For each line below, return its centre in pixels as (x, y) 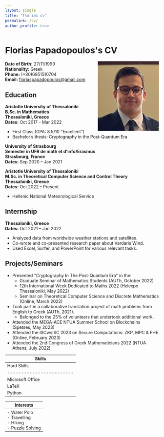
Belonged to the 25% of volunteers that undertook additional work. (87, 317)
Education (21, 95)
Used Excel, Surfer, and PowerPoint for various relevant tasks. (75, 248)
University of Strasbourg (31, 146)
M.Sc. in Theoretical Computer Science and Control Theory (66, 176)
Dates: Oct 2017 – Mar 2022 (33, 122)
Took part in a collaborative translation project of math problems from (82, 306)
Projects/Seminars (34, 264)
